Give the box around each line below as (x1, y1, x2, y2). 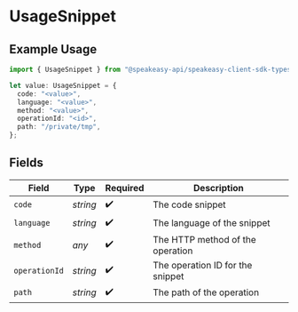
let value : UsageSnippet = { (9, 81, 117, 90)
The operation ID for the (153, 259, 253, 271)
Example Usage (9, 42, 98, 57)
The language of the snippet (153, 217, 271, 229)
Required (105, 181, 145, 194)
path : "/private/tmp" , (17, 123, 101, 132)
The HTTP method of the (153, 233, 257, 245)
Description (193, 181, 244, 194)
